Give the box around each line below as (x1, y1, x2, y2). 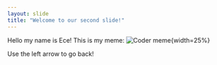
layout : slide (7, 10, 49, 17)
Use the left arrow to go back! (7, 50, 94, 58)
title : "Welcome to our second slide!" (7, 17, 125, 24)
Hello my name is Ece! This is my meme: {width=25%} (7, 36, 211, 44)
